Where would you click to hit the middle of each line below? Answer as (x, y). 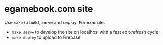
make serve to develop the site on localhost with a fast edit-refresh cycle (85, 32)
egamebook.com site (49, 9)
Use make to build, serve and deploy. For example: (55, 22)
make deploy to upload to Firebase (46, 37)
